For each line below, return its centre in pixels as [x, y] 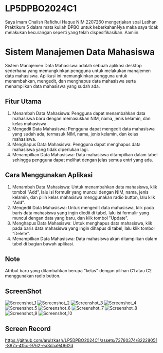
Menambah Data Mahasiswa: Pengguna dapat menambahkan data [79, 113]
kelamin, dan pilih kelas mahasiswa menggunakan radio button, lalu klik [83, 197]
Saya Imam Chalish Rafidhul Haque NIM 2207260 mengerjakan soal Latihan [81, 22]
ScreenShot [23, 291]
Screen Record [28, 328]
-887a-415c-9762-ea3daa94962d [39, 345]
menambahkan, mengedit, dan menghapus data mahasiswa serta [71, 81]
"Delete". [21, 233]
